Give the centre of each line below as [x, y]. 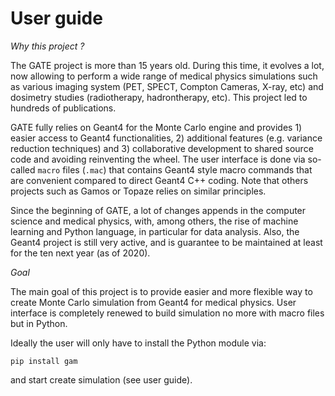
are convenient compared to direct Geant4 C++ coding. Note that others [159, 180]
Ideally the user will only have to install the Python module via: [138, 343]
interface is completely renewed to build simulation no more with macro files [167, 313]
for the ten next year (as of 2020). [80, 253]
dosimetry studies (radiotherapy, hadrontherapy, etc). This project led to [159, 97]
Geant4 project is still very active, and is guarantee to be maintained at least [166, 242]
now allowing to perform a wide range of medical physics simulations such [164, 76]
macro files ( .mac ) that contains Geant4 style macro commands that [175, 169]
